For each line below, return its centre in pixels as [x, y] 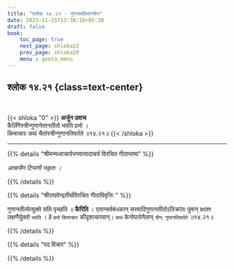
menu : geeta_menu [46, 59]
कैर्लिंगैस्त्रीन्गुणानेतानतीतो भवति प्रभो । [48, 125]
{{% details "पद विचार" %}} [44, 244]
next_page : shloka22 [49, 46]
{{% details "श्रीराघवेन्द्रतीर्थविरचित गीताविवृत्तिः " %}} [69, 195]
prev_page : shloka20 [49, 53]
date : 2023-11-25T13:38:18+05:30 [56, 20]
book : [15, 33]
